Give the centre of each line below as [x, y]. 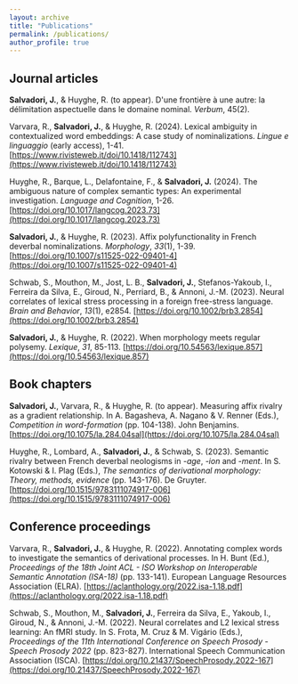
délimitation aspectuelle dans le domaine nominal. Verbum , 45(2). [130, 110]
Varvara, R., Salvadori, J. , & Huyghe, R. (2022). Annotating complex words [146, 548]
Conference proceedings [80, 527]
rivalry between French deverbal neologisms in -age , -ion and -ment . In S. [145, 460]
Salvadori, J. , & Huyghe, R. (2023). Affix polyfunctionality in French [133, 237]
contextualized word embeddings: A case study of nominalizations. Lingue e [149, 136]
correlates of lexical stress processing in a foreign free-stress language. [141, 301]
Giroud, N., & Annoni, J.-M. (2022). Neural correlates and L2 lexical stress [145, 622]
